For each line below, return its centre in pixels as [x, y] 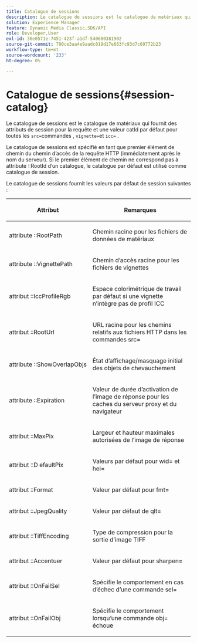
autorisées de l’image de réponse [138, 440]
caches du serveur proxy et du [135, 404]
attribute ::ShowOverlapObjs [48, 364]
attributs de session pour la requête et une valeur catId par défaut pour [92, 130]
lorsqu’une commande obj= [130, 618]
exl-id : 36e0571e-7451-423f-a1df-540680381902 [64, 39]
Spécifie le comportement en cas [138, 583]
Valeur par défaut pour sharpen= [137, 561]
